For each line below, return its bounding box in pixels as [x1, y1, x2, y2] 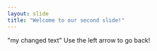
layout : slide [7, 10, 50, 17]
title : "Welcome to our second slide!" [7, 17, 125, 24]
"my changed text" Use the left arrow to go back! [7, 36, 151, 44]
